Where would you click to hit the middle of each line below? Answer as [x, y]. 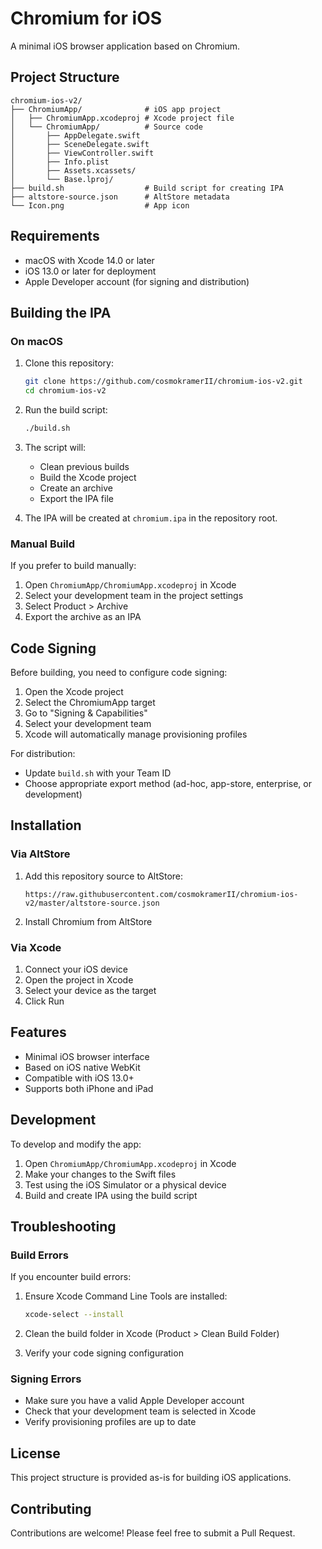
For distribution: [43, 753]
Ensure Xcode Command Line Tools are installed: [126, 1296]
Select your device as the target [90, 990]
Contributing [51, 1508]
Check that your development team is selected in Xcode [140, 1411]
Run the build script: [66, 410]
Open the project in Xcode [79, 979]
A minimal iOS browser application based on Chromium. [125, 46]
